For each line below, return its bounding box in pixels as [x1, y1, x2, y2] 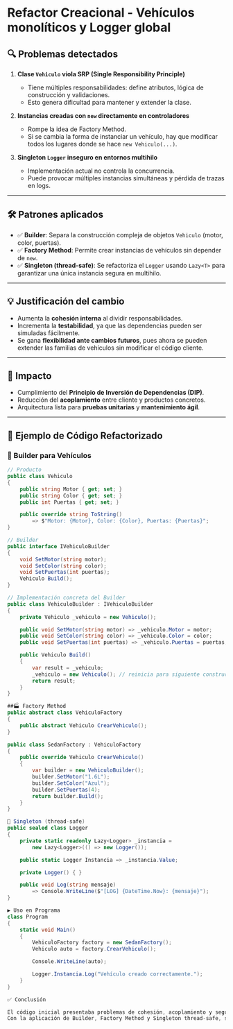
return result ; [32, 677, 76, 684]
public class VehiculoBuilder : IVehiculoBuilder [7, 600, 154, 608]
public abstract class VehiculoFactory [7, 709, 123, 716]
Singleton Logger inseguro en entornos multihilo [17, 153, 158, 161]
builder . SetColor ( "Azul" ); [32, 779, 110, 787]
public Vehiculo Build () [19, 652, 92, 658]
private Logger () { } [19, 869, 82, 876]
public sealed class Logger [7, 824, 89, 832]
